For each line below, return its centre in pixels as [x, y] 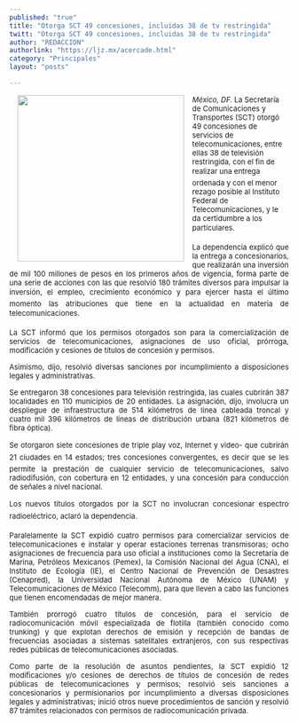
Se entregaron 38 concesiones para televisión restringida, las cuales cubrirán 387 [149, 392]
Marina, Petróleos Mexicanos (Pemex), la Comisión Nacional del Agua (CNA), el [149, 562]
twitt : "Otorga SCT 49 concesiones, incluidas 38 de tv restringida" [141, 34]
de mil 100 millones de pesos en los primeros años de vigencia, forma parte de [149, 273]
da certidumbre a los [227, 218]
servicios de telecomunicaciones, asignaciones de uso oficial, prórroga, [149, 341]
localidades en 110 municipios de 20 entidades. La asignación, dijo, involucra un [149, 401]
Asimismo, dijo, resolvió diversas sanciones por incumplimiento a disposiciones [149, 366]
